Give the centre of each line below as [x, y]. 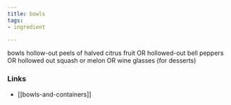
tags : [15, 20]
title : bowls [26, 14]
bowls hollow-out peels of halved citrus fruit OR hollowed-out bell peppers [115, 53]
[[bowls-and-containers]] [54, 94]
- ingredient [26, 27]
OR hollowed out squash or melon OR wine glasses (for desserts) [102, 61]
